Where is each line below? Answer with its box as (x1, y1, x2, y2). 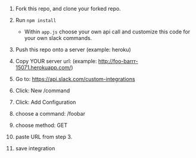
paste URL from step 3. (15, 134, 73, 140)
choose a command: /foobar (15, 110, 86, 117)
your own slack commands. (24, 35, 92, 41)
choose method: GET (15, 122, 68, 129)
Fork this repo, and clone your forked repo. (15, 5, 121, 12)
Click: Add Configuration (15, 98, 76, 106)
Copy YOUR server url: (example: (15, 58, 97, 64)
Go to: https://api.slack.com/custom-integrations (15, 76, 136, 82)
